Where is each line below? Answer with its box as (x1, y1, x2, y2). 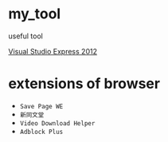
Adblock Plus (19, 128, 64, 136)
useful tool (8, 31, 44, 41)
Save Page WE (19, 102, 64, 110)
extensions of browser (8, 75, 161, 93)
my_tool (8, 5, 61, 23)
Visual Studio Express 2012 (8, 46, 98, 56)
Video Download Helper (19, 119, 96, 128)
